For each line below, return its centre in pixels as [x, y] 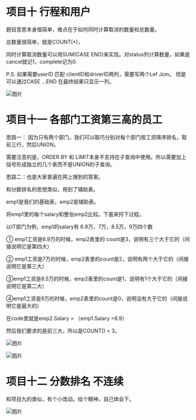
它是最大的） [26, 306]
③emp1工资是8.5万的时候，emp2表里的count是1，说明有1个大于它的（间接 [97, 279]
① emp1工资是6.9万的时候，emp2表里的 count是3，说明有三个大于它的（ [96, 239]
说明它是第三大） [27, 266]
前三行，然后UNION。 [32, 144]
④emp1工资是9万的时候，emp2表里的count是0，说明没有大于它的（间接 [94, 298]
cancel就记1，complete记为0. [42, 62]
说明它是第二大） [27, 286]
